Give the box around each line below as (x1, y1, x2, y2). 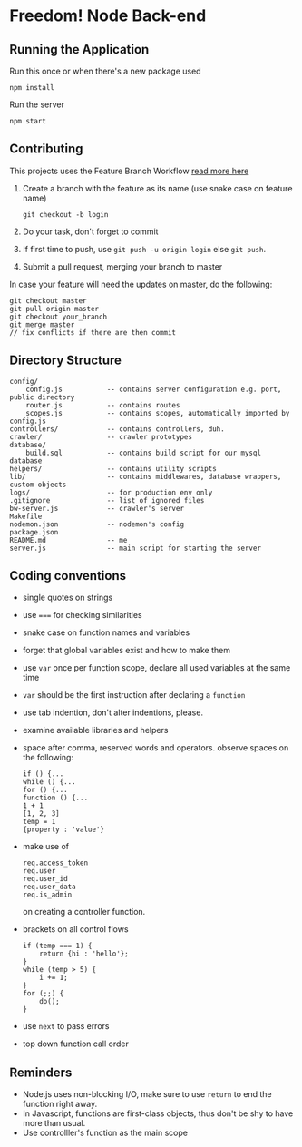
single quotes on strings (22, 592, 113, 603)
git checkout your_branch (9, 312, 107, 321)
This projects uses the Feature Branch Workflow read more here (9, 165, 249, 176)
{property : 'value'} (22, 825, 104, 835)
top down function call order (22, 1038, 129, 1049)
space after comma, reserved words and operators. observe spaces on (22, 742, 289, 753)
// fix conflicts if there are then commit (9, 328, 177, 337)
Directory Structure (9, 353, 122, 368)
